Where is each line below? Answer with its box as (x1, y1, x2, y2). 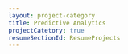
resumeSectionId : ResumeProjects (8, 33, 121, 42)
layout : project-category (8, 11, 95, 20)
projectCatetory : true (8, 26, 85, 34)
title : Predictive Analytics (8, 19, 106, 27)
